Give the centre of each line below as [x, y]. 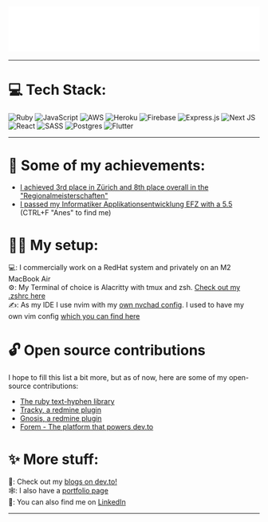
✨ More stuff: [53, 459]
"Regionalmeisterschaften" [64, 196]
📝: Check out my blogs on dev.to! [63, 482]
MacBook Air [30, 279]
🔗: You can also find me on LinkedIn [67, 502]
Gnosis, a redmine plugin [61, 418]
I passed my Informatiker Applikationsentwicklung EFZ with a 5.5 [126, 204]
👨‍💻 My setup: [53, 245]
